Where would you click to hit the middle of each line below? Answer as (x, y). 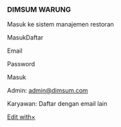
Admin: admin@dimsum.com (48, 91)
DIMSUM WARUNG (39, 10)
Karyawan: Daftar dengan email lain (57, 104)
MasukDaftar (25, 38)
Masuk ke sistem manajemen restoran (60, 25)
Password (21, 64)
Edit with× (21, 117)
